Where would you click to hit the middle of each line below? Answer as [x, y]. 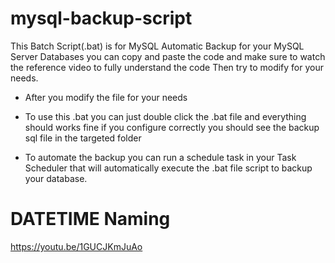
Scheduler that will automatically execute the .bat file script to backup [168, 168]
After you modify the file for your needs [106, 97]
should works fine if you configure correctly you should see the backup [172, 127]
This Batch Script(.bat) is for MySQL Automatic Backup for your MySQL [157, 46]
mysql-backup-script [101, 18]
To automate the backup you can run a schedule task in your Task [160, 157]
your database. [56, 178]
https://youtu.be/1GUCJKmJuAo [76, 246]
